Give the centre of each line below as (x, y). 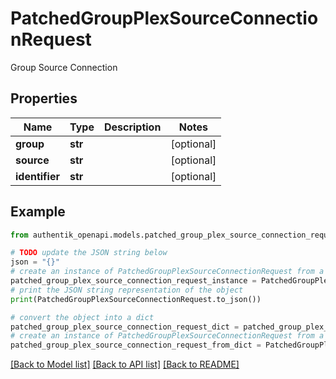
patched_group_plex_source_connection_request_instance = (133, 281)
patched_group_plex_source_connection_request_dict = (125, 327)
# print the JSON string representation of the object (127, 290)
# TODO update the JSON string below (89, 253)
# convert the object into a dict (82, 317)
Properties (44, 98)
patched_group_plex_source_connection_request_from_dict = (136, 345)
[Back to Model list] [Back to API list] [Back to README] (125, 364)
